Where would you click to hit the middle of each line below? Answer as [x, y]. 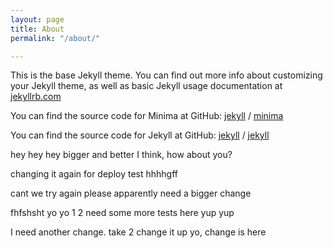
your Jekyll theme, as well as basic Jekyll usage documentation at [146, 86]
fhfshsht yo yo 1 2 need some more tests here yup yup [122, 213]
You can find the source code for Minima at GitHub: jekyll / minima [147, 116]
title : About [37, 29]
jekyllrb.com [36, 97]
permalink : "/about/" [55, 38]
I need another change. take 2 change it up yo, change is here [138, 232]
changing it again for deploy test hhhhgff [94, 174]
